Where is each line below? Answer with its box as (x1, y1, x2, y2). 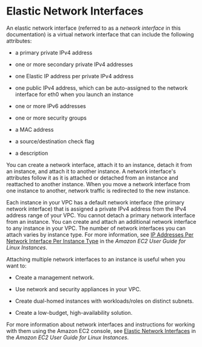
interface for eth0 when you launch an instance (15, 90, 134, 98)
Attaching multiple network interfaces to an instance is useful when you (6, 255, 186, 263)
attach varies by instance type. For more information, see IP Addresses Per (6, 231, 194, 238)
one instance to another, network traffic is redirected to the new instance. (6, 187, 190, 194)
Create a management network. (15, 274, 95, 281)
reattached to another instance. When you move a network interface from (6, 180, 190, 187)
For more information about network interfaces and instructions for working (6, 320, 195, 328)
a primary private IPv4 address (15, 49, 93, 56)
